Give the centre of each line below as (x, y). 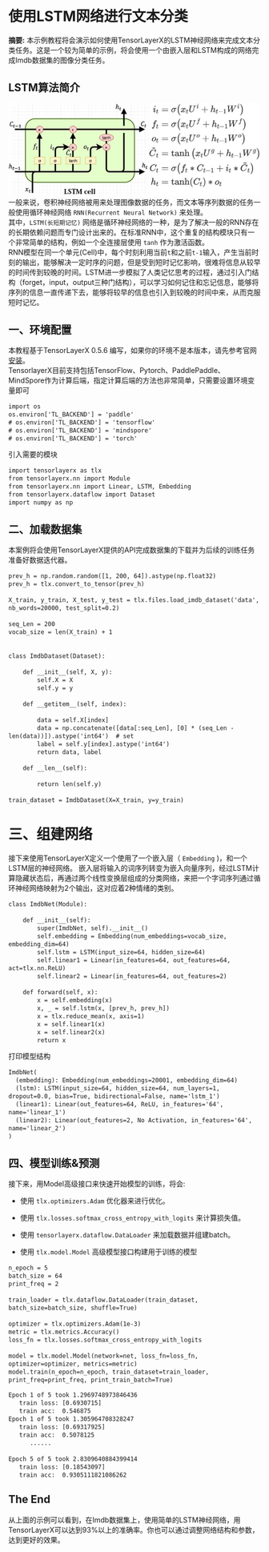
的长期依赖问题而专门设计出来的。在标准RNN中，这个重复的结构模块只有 (128, 232)
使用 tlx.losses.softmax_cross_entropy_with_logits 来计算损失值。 (132, 1217)
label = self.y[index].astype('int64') (104, 744)
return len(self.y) (70, 784)
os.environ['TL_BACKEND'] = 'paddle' (71, 415)
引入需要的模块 (33, 455)
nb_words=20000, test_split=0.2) (64, 608)
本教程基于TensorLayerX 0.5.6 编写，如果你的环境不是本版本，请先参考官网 (133, 351)
